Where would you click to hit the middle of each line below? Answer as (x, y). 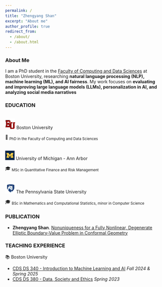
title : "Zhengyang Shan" (31, 16)
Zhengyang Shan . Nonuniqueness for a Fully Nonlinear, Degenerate (82, 228)
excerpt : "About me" (27, 21)
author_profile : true (28, 26)
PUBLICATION (22, 217)
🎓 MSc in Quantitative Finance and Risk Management (52, 169)
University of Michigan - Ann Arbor (52, 158)
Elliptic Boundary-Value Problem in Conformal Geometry (70, 233)
